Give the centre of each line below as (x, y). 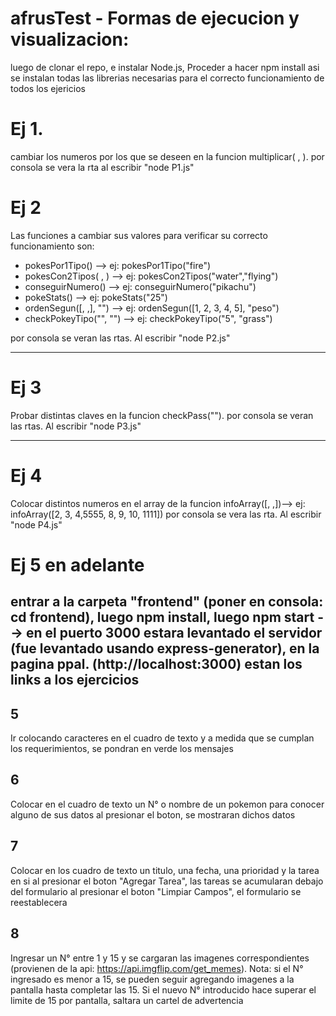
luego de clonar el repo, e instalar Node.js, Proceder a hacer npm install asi (165, 67)
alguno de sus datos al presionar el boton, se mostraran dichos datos (153, 814)
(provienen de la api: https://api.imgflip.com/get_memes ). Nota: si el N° (157, 968)
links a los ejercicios (75, 680)
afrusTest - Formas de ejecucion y (155, 18)
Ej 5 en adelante (77, 564)
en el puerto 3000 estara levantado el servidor (174, 633)
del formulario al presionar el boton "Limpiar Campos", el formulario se (156, 891)
